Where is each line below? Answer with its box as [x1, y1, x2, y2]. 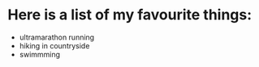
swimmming [19, 49, 61, 59]
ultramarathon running [19, 32, 95, 42]
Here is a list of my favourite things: [7, 6, 253, 24]
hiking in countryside [19, 40, 90, 50]
